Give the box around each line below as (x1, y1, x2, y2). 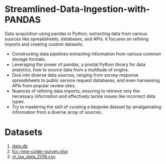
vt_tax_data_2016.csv (11, 154, 56, 160)
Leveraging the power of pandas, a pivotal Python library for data (11, 61, 146, 67)
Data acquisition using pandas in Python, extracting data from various (4, 30, 148, 36)
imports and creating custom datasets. (4, 41, 84, 47)
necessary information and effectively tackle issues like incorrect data (11, 93, 156, 99)
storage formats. (11, 56, 46, 62)
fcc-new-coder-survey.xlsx (11, 148, 68, 154)
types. (11, 98, 25, 104)
